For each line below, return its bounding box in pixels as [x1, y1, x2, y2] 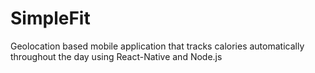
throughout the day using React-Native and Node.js [10, 50, 223, 62]
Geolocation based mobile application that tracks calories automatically [10, 40, 305, 52]
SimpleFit [10, 7, 91, 30]
